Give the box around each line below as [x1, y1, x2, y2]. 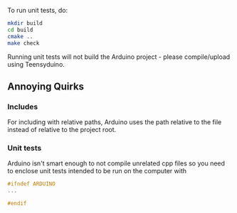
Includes [7, 102, 38, 111]
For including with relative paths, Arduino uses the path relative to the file [7, 118, 222, 126]
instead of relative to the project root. [7, 126, 117, 134]
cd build [7, 26, 33, 33]
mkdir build [7, 20, 43, 27]
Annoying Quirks [7, 80, 84, 92]
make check [7, 39, 40, 47]
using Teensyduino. [7, 60, 65, 68]
